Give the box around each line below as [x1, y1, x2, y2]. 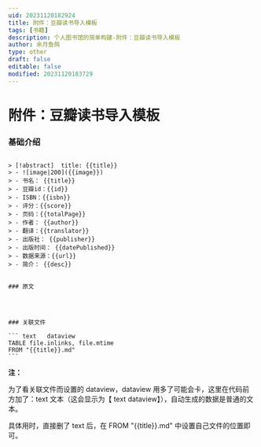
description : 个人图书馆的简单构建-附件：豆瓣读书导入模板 [8, 33, 181, 42]
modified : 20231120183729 [8, 70, 93, 78]
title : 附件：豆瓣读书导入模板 [8, 19, 97, 27]
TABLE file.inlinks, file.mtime [8, 339, 114, 347]
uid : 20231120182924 [8, 11, 76, 20]
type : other [8, 48, 47, 56]
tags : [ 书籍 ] [8, 26, 49, 34]
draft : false [8, 56, 51, 64]
